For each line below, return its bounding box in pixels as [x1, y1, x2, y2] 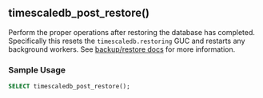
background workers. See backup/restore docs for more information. [8, 44, 236, 54]
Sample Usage [8, 64, 66, 75]
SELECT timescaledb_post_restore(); [8, 83, 130, 91]
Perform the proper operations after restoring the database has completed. [8, 27, 256, 37]
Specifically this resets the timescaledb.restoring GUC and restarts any [8, 36, 245, 45]
